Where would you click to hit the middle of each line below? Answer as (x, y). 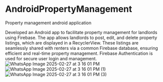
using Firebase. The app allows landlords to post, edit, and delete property (81, 38)
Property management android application (48, 23)
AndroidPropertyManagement (69, 9)
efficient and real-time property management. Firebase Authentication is (79, 53)
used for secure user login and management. (51, 58)
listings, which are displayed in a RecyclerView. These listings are (72, 42)
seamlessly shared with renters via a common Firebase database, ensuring (82, 48)
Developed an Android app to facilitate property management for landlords (81, 32)
